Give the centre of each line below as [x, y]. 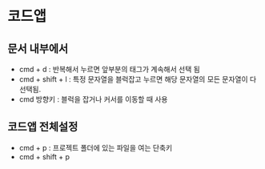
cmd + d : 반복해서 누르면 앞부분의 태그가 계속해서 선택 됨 [110, 69]
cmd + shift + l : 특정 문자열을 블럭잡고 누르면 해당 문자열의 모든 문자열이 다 [138, 79]
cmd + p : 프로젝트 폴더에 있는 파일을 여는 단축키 [96, 147]
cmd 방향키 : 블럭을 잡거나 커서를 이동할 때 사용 [94, 99]
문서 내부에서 [38, 48]
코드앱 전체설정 [43, 127]
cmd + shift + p [44, 156]
